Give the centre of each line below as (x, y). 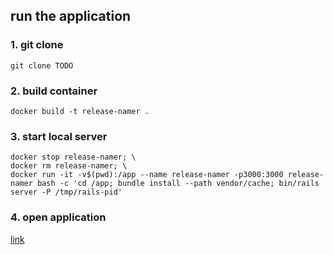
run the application (71, 16)
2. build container (54, 91)
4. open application (58, 217)
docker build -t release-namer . (80, 111)
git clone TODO (42, 65)
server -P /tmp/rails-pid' (66, 192)
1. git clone (37, 45)
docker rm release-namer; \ (69, 166)
